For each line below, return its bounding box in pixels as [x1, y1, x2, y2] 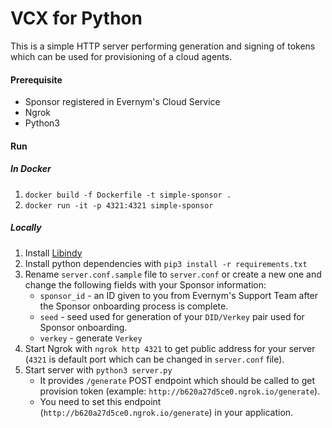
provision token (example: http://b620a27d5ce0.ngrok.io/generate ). [39, 385, 321, 397]
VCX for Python [10, 7, 143, 30]
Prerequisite [10, 73, 63, 86]
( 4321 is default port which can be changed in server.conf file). [24, 353, 285, 365]
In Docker [10, 163, 52, 175]
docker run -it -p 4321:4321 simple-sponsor [24, 200, 214, 211]
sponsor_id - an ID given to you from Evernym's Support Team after [39, 289, 319, 301]
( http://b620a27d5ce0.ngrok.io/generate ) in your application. [39, 406, 294, 418]
